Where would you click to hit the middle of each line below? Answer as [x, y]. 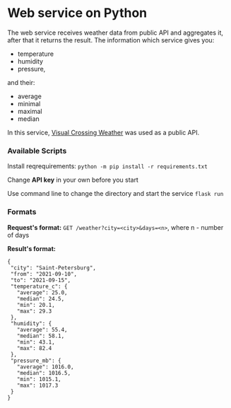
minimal [29, 103]
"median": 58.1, [41, 336]
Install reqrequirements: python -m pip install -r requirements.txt [108, 166]
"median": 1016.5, [44, 373]
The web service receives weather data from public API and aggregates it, [115, 33]
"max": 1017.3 [37, 385]
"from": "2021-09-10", [44, 274]
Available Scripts [37, 151]
